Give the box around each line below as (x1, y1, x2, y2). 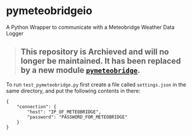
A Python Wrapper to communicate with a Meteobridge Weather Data (6, 24, 175, 31)
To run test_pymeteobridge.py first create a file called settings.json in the (6, 81, 187, 88)
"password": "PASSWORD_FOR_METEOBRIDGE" (27, 114, 128, 120)
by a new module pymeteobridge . (20, 65, 140, 75)
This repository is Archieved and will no (20, 47, 169, 57)
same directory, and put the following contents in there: (6, 87, 141, 94)
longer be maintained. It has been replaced (20, 56, 181, 66)
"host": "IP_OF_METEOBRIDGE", (27, 109, 101, 115)
